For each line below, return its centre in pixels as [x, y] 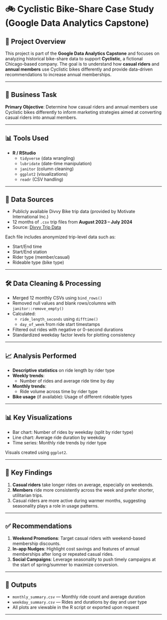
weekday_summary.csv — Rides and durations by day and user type [80, 602]
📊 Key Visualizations [39, 418]
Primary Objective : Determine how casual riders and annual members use [82, 106]
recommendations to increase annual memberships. [58, 74]
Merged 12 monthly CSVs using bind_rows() [57, 298]
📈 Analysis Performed [41, 356]
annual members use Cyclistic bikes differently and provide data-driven [79, 69]
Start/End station [30, 252]
